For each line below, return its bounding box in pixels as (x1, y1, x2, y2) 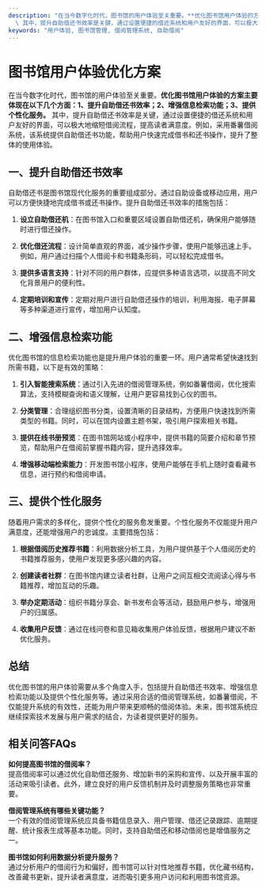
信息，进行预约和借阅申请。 (19, 469, 111, 479)
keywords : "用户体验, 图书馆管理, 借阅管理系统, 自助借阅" (8, 26, 184, 34)
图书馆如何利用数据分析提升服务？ (8, 853, 120, 862)
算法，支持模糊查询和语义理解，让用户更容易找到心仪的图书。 (19, 389, 222, 398)
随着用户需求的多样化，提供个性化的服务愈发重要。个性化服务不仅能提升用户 (8, 517, 258, 526)
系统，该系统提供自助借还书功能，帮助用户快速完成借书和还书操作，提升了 (8, 130, 251, 139)
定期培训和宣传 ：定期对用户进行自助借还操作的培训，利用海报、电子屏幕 (19, 294, 256, 305)
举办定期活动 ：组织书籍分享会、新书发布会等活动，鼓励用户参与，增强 (19, 597, 249, 606)
